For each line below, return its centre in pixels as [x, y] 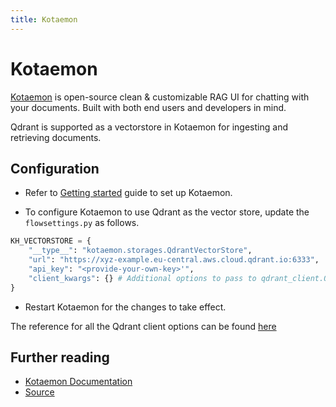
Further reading [60, 357]
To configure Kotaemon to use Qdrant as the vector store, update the [167, 212]
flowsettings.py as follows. [82, 223]
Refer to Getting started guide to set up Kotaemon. [128, 193]
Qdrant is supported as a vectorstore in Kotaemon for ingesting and [149, 127]
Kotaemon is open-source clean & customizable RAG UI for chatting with [160, 97]
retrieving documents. [56, 137]
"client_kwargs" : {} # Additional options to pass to [142, 278]
